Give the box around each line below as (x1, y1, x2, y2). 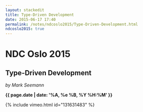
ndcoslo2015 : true (5, 26, 44, 32)
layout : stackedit (5, 7, 44, 13)
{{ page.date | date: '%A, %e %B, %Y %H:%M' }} (5, 92, 113, 98)
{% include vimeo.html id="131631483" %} (5, 102, 95, 108)
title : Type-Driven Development (5, 12, 74, 17)
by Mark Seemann (5, 82, 44, 88)
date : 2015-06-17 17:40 (5, 17, 56, 22)
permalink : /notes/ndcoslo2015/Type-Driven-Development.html (5, 21, 138, 27)
